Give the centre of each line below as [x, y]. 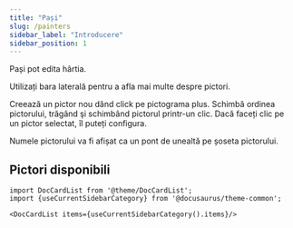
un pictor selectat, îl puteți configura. [78, 124]
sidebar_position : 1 [49, 43]
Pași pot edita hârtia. [48, 69]
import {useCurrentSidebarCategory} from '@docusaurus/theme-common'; [146, 199]
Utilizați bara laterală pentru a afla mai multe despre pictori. [120, 86]
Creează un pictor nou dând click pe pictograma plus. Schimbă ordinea [142, 104]
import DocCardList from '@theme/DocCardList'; [101, 191]
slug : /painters [40, 26]
